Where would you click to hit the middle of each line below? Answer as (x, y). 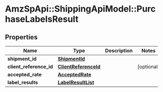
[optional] (149, 67)
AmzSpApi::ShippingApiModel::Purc (81, 9)
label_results (23, 82)
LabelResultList (76, 82)
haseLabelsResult (42, 19)
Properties (21, 37)
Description (119, 51)
